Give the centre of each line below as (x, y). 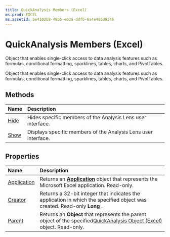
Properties (22, 156)
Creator (17, 200)
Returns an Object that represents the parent (93, 214)
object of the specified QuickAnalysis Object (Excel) (101, 220)
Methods (20, 95)
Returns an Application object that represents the (99, 179)
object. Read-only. (62, 227)
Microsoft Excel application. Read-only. (87, 185)
